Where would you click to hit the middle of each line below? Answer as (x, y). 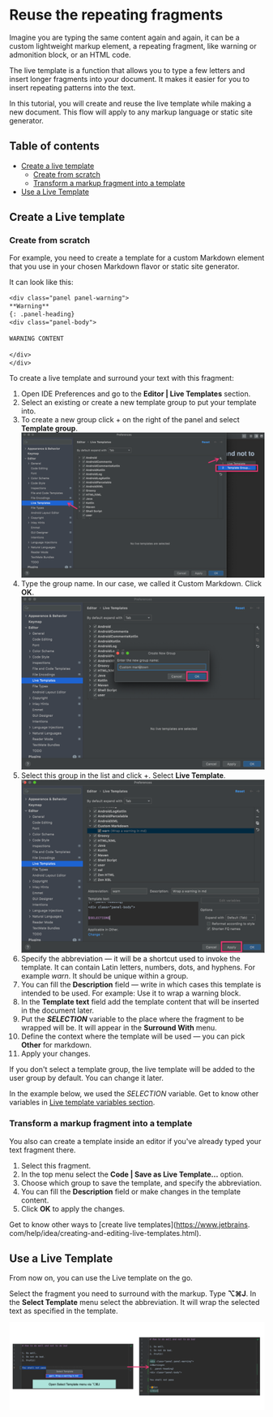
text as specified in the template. (64, 1311)
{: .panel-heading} (42, 314)
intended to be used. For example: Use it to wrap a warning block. (131, 993)
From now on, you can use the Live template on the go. (101, 1278)
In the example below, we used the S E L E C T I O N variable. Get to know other (134, 1094)
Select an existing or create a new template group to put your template (139, 403)
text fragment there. (43, 1150)
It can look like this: (41, 283)
